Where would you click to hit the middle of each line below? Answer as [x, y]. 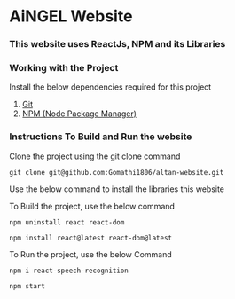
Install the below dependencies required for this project [110, 87]
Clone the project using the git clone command [95, 156]
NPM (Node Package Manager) [79, 114]
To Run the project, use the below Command [91, 254]
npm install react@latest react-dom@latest [91, 238]
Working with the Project [64, 68]
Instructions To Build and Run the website [101, 137]
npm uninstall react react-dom [67, 222]
